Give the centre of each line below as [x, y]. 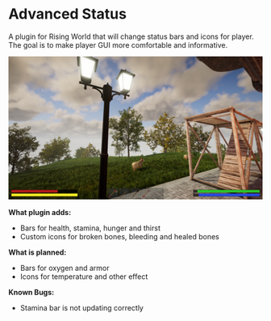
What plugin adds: [40, 213]
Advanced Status [68, 14]
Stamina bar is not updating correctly [81, 308]
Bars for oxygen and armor [65, 268]
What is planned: [38, 252]
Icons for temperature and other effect [84, 277]
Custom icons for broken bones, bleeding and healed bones [119, 237]
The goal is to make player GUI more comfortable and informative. [118, 44]
